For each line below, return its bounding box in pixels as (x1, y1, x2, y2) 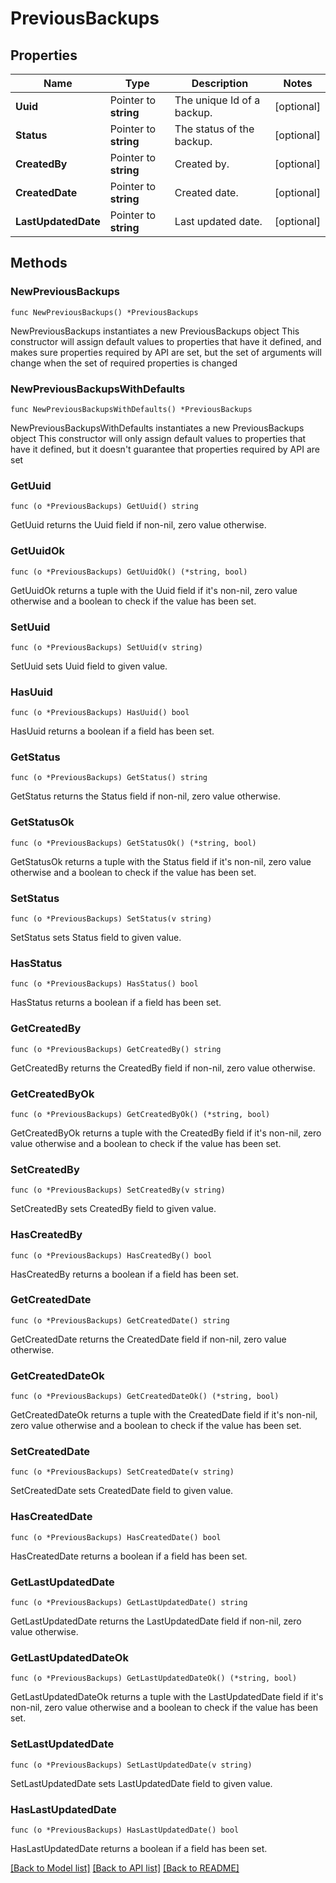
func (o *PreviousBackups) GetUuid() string (10, 502, 199, 512)
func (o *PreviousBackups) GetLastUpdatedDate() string (10, 1598, 248, 1608)
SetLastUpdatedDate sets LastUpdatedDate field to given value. (10, 1777, 273, 1789)
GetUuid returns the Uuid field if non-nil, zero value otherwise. (10, 519, 267, 531)
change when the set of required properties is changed (10, 357, 238, 369)
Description (191, 77, 249, 90)
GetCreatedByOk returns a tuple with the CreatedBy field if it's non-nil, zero (10, 1127, 322, 1139)
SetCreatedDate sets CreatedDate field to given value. (10, 1485, 234, 1497)
